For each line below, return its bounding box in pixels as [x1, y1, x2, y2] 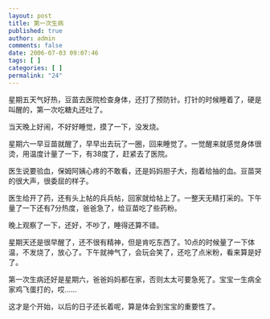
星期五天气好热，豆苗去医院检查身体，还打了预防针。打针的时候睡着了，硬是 [8, 94, 262, 104]
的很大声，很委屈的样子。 [8, 176, 93, 186]
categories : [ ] [8, 64, 63, 72]
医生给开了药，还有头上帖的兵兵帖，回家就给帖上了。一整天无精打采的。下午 [8, 193, 262, 202]
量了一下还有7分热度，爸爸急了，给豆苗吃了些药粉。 [8, 202, 182, 213]
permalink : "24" [8, 72, 63, 80]
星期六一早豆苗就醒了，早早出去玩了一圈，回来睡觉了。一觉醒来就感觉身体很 [8, 138, 262, 149]
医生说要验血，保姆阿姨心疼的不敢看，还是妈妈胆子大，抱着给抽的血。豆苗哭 [8, 166, 262, 175]
